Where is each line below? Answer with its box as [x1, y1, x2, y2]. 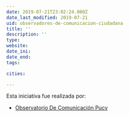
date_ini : [6, 48, 31, 55]
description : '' [6, 32, 47, 38]
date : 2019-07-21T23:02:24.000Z [6, 8, 88, 15]
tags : [6, 59, 20, 65]
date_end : [6, 54, 31, 60]
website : [6, 43, 28, 49]
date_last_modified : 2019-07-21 [6, 15, 88, 21]
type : [6, 37, 20, 43]
